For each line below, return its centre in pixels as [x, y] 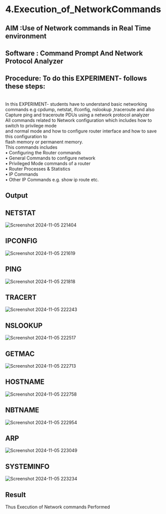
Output [16, 196]
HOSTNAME [25, 382]
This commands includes [31, 147]
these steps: [25, 87]
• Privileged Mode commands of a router [48, 163]
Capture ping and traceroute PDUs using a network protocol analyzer [77, 115]
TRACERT [21, 297]
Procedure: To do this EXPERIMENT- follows [76, 78]
